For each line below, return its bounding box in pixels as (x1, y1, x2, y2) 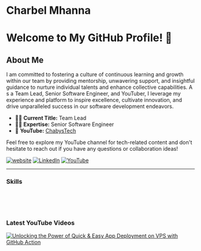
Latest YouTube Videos (6, 219, 75, 227)
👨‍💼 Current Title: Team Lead (14, 115, 87, 122)
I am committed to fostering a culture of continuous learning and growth (6, 71, 184, 78)
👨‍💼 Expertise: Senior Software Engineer (14, 121, 114, 128)
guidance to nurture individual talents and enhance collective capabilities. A (6, 83, 193, 91)
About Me (6, 55, 44, 65)
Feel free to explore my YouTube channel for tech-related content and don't (6, 139, 193, 146)
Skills (6, 178, 23, 186)
